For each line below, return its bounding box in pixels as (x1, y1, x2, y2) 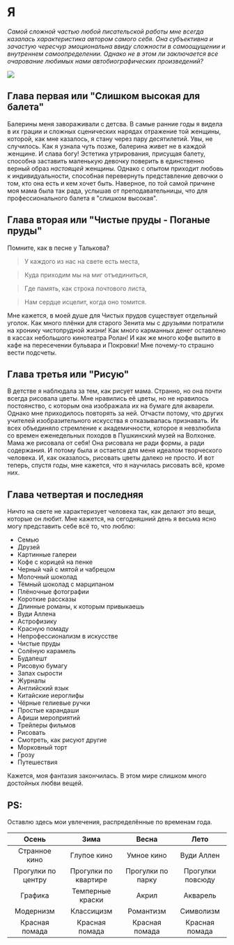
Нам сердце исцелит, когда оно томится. (24, 297, 147, 306)
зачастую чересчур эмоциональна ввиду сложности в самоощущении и (7, 42, 226, 50)
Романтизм (127, 907, 166, 916)
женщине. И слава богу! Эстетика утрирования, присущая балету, (7, 149, 205, 158)
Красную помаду (17, 625, 69, 633)
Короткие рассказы (17, 595, 77, 604)
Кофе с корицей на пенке (17, 558, 93, 566)
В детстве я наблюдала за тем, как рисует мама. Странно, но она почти (7, 387, 222, 395)
